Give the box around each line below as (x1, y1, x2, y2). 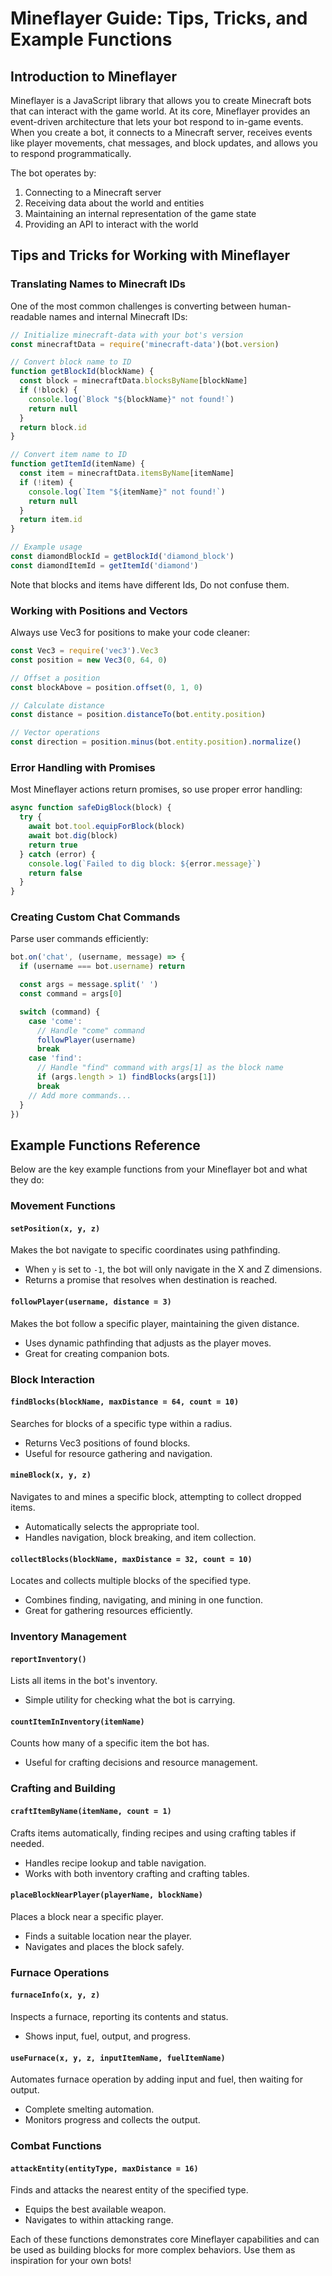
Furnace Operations (10, 1965, 110, 1979)
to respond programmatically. (10, 148, 132, 159)
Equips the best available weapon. (24, 2203, 167, 2216)
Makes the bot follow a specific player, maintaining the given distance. (10, 1317, 300, 1329)
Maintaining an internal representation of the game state (24, 208, 257, 219)
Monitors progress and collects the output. (24, 2114, 201, 2126)
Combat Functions (10, 2139, 102, 2153)
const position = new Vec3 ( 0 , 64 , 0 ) (10, 655, 168, 665)
